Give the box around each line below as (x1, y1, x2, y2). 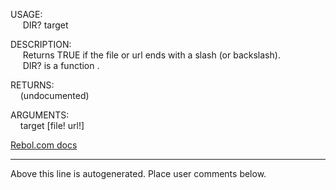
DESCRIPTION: (10, 39, 72, 50)
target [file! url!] (19, 120, 85, 131)
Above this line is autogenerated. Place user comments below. (10, 168, 267, 179)
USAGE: (10, 9, 43, 20)
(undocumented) (19, 90, 90, 101)
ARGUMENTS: (10, 109, 70, 121)
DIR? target (22, 19, 69, 31)
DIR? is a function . (22, 60, 100, 71)
